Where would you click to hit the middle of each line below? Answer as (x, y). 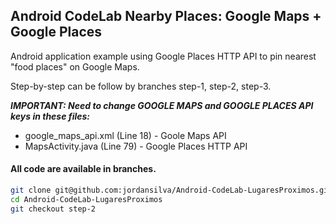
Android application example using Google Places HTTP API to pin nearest (163, 56)
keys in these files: (50, 116)
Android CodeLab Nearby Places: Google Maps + (166, 16)
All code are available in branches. (83, 169)
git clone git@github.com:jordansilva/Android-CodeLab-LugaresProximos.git (171, 190)
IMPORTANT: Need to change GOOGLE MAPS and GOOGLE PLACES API (162, 105)
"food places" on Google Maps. (75, 66)
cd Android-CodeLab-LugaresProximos (86, 199)
